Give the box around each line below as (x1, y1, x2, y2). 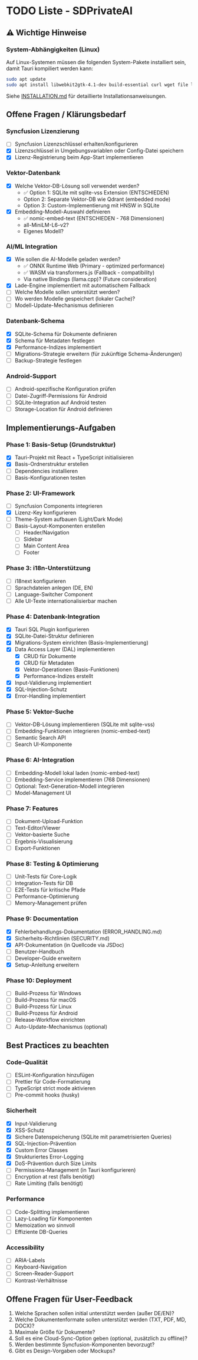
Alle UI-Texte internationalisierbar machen (14, 597, 117, 605)
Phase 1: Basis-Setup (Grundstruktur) (6, 441, 116, 448)
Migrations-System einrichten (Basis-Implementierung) (14, 639, 148, 646)
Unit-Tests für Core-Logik (14, 873, 77, 880)
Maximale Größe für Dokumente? (14, 1329, 95, 1336)
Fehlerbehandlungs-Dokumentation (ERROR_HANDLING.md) (14, 928, 162, 935)
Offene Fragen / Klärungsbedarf (6, 110, 127, 120)
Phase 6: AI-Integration (6, 756, 75, 764)
